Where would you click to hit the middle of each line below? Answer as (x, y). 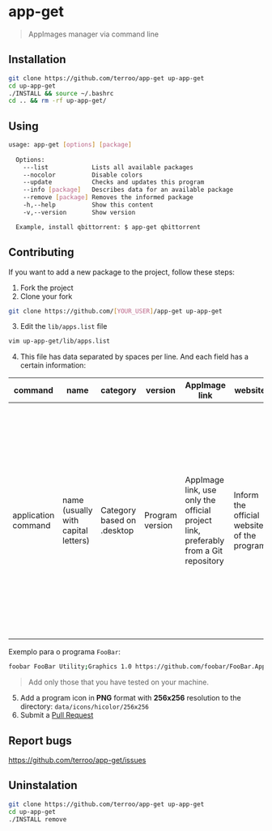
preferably (205, 541)
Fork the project (47, 288)
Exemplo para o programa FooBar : (65, 652)
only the (200, 501)
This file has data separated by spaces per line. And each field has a (134, 357)
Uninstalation (43, 785)
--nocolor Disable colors (83, 175)
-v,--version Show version (79, 212)
